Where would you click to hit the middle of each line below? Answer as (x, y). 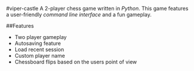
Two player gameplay (41, 37)
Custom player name (40, 56)
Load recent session (39, 49)
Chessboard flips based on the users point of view (76, 62)
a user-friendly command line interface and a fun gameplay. (79, 15)
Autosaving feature (38, 43)
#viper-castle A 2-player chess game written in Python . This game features (97, 8)
